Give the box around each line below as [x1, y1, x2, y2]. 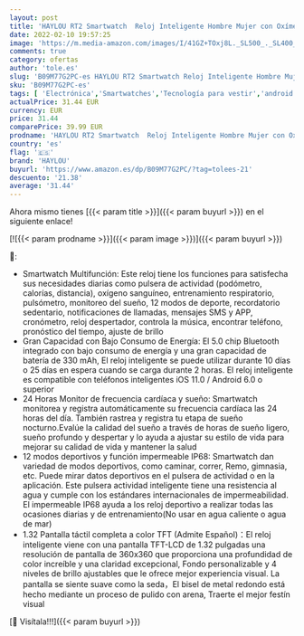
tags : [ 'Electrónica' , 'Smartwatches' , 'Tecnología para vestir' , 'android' [9, 89, 298, 98]
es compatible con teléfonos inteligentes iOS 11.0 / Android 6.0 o [22, 375, 263, 385]
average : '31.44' [9, 182, 75, 191]
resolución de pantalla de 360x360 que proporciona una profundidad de [22, 549, 293, 560]
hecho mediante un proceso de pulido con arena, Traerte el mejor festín [22, 589, 291, 600]
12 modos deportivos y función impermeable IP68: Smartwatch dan [22, 451, 274, 462]
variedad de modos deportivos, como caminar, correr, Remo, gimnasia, [22, 460, 288, 471]
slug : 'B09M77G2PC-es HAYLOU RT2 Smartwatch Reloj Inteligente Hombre [9, 72, 281, 81]
